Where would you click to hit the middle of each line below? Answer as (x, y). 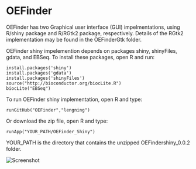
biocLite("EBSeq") (28, 88)
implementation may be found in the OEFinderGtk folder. (74, 39)
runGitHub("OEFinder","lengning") (48, 110)
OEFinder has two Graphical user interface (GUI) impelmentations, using (93, 27)
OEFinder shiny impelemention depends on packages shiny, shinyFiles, (92, 50)
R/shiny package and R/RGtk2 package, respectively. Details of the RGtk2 (95, 33)
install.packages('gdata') (39, 73)
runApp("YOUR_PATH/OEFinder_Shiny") (51, 131)
